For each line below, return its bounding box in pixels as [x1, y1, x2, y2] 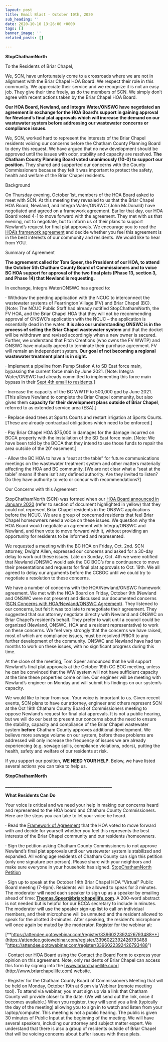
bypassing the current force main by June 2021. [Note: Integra [5, 368, 134, 374]
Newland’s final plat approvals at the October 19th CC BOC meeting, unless [5, 663, 160, 670]
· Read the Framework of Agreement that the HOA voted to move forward [5, 822, 156, 828]
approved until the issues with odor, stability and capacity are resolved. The [5, 151, 162, 157]
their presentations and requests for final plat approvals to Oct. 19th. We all [5, 564, 160, 570]
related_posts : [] [5, 36, 44, 41]
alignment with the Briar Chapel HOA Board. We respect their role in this [5, 78, 154, 84]
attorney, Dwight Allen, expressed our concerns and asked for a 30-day [5, 548, 153, 554]
